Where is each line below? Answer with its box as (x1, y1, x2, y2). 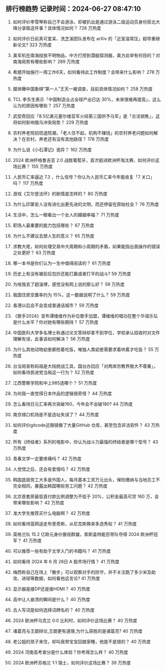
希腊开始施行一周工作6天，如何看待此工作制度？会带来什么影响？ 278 (12, 69, 155, 75)
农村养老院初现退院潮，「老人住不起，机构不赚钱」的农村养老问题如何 (12, 130, 154, 135)
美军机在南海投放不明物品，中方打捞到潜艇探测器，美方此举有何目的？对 (12, 52, 160, 58)
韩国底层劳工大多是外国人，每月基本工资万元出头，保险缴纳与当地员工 (12, 476, 156, 482)
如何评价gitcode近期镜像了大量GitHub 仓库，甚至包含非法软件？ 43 (12, 422, 150, 428)
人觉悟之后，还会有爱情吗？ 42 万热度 (12, 466, 90, 472)
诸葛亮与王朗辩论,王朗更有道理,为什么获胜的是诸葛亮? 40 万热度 (12, 628, 143, 634)
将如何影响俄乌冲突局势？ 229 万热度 (12, 119, 88, 125)
